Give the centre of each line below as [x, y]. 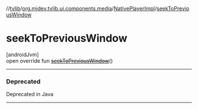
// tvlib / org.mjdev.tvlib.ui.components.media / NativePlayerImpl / [82, 8]
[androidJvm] [23, 54]
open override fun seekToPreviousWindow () [60, 60]
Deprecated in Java [30, 94]
